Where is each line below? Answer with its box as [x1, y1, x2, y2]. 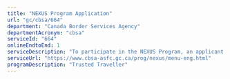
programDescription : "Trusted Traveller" [7, 61, 128, 68]
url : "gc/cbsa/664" [7, 16, 64, 23]
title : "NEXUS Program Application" [7, 10, 113, 17]
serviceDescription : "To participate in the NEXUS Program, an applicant [7, 49, 224, 56]
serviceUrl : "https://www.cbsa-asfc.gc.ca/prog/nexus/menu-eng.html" [7, 55, 212, 62]
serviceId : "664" [7, 36, 57, 43]
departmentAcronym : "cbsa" [7, 29, 85, 36]
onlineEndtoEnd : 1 [7, 42, 60, 49]
